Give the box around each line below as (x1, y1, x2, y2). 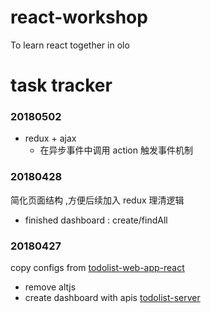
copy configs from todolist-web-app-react (10, 262, 185, 274)
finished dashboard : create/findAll (24, 214, 168, 226)
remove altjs (24, 281, 77, 293)
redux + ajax (24, 132, 77, 145)
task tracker (10, 74, 113, 97)
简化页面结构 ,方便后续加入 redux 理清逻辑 (10, 194, 185, 206)
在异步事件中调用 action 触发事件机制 (39, 144, 193, 156)
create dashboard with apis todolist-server (24, 292, 201, 304)
